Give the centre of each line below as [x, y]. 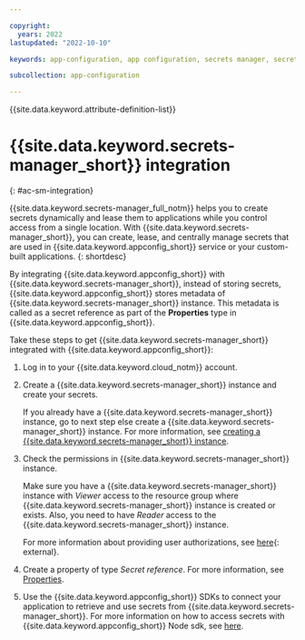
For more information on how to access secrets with [187, 616]
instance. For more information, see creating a [174, 432]
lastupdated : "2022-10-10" [60, 43]
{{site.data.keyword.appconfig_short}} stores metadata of [118, 294]
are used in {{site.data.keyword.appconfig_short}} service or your [133, 247]
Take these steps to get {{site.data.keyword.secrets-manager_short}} [139, 340]
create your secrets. [60, 395]
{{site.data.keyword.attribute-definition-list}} [93, 109]
